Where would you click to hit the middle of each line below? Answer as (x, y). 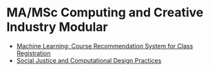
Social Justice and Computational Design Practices (89, 60)
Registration (33, 53)
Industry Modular (57, 27)
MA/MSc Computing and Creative (105, 13)
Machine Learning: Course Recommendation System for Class (105, 46)
